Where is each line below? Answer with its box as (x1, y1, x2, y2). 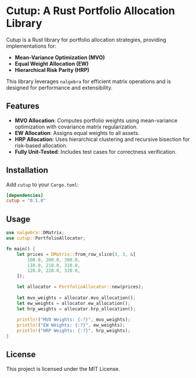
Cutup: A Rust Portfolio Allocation (6, 4, 175, 18)
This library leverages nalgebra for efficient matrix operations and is (6, 78, 171, 85)
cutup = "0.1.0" (6, 198, 46, 204)
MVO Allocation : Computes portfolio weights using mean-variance (14, 117, 178, 124)
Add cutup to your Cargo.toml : (6, 181, 79, 188)
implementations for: (6, 42, 57, 50)
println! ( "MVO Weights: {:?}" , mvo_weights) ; (17, 317, 131, 323)
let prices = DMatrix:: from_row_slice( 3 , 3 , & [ (17, 251, 136, 257)
